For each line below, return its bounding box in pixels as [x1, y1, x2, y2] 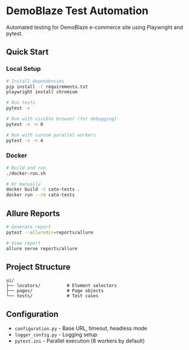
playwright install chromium [6, 89, 78, 95]
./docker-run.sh [6, 170, 46, 176]
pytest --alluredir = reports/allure [6, 229, 94, 235]
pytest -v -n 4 [6, 138, 44, 143]
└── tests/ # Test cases [6, 293, 99, 299]
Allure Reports [6, 208, 61, 218]
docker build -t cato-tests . [6, 187, 81, 192]
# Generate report [6, 224, 51, 230]
